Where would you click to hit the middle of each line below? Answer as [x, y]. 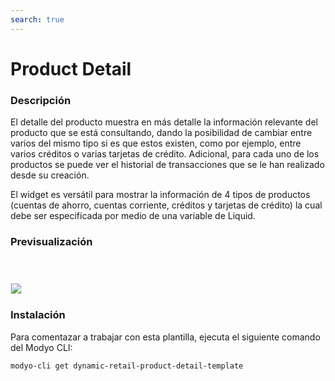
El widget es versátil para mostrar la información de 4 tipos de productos [160, 195]
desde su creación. [50, 175]
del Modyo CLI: [41, 347]
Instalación [38, 315]
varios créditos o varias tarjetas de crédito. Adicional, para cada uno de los [165, 154]
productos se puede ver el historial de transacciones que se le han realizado [167, 165]
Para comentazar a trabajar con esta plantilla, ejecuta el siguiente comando [165, 337]
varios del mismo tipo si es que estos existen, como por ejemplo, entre [156, 143]
